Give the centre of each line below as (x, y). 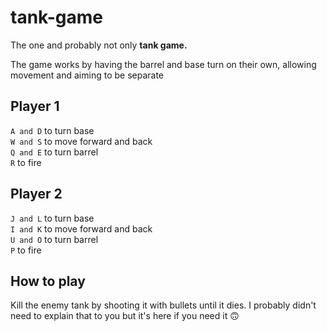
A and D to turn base (52, 130)
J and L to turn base (52, 218)
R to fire (26, 162)
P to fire (26, 250)
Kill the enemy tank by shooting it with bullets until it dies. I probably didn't (163, 305)
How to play (48, 281)
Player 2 (36, 194)
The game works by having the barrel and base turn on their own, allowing (163, 64)
